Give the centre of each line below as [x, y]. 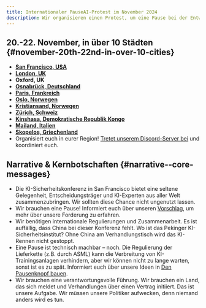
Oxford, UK [30, 80]
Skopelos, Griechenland [47, 132]
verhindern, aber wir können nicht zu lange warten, [125, 261]
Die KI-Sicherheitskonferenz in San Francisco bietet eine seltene [97, 189]
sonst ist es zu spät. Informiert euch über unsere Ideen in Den [93, 267]
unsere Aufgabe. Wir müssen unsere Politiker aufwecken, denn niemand [106, 293]
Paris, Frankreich [37, 93]
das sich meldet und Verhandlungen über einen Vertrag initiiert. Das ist [105, 287]
